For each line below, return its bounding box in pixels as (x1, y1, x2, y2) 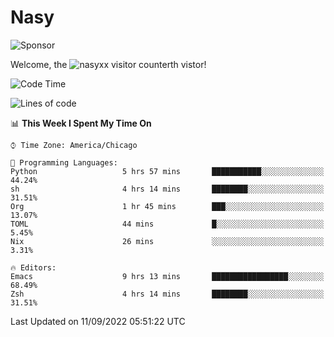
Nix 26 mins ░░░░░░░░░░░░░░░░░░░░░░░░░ (10, 236, 325, 246)
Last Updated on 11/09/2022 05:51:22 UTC (10, 315, 186, 327)
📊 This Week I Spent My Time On (10, 117, 152, 129)
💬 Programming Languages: (10, 157, 118, 168)
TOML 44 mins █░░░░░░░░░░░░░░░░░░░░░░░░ (10, 219, 325, 229)
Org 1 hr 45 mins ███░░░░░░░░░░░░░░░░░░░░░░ (10, 201, 325, 211)
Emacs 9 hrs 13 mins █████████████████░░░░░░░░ (10, 271, 325, 281)
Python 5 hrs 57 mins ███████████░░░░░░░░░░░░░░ (10, 166, 325, 176)
